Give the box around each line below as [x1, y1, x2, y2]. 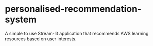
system [5, 14, 37, 25]
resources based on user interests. [5, 36, 77, 42]
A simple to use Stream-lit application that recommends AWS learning [5, 30, 149, 36]
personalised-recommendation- [5, 3, 142, 15]
